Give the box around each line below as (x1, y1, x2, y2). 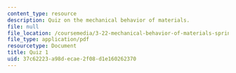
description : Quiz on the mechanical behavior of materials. (7, 17, 190, 24)
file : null (7, 23, 39, 30)
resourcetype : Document (7, 42, 77, 49)
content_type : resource (7, 10, 77, 17)
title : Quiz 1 (7, 49, 49, 56)
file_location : (7, 29, 52, 37)
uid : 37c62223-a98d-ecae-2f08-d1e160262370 (7, 56, 137, 63)
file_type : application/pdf (7, 36, 90, 43)
